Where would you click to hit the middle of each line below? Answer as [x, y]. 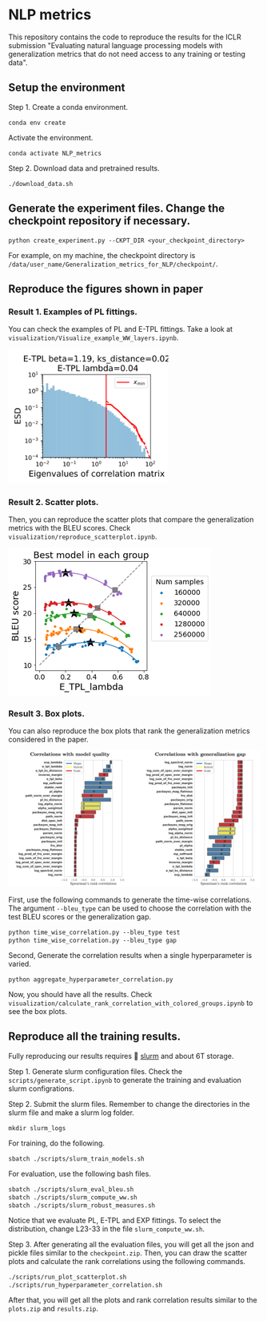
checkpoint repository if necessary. [99, 221]
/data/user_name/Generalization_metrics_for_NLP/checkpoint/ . [113, 264]
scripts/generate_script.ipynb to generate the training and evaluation [125, 1080]
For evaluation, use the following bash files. [80, 1174]
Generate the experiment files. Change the [117, 209]
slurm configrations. [41, 1089]
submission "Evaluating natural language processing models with [116, 45]
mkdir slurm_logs [37, 1128]
